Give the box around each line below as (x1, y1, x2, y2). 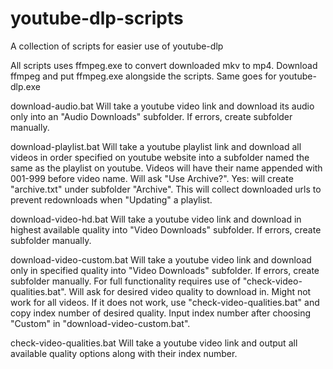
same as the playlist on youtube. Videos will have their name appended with (10, 162, 323, 174)
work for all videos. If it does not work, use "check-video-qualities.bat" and (10, 296, 320, 308)
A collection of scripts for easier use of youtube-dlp (10, 40, 224, 52)
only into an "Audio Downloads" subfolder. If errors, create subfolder (10, 110, 293, 122)
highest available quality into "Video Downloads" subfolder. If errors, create (10, 223, 322, 236)
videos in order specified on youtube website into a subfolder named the (10, 151, 310, 163)
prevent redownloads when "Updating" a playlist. (10, 193, 213, 206)
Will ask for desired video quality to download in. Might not (68, 285, 312, 297)
